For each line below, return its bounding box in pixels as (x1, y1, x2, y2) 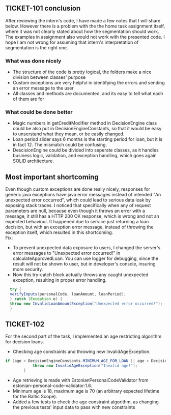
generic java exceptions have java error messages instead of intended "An (5, 192, 161, 198)
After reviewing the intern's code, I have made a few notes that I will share (5, 17, 161, 23)
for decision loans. (5, 339, 44, 345)
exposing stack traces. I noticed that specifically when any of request (5, 202, 151, 209)
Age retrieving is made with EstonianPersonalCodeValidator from (12, 377, 149, 383)
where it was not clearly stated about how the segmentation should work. (5, 28, 159, 35)
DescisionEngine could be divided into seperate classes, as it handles (12, 147, 159, 153)
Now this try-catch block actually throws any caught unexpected (12, 272, 149, 278)
